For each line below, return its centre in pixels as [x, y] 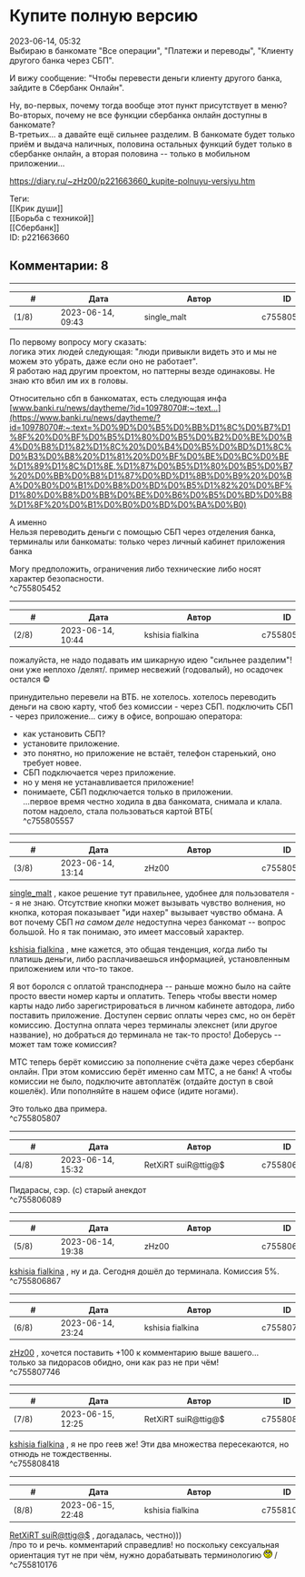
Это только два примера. [58, 1108]
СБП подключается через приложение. [99, 773]
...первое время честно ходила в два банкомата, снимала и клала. [152, 802]
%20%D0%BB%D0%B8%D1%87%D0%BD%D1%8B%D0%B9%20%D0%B [151, 475]
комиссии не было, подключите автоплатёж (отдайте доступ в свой [142, 1081]
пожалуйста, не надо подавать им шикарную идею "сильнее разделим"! [151, 660]
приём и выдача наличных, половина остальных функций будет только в [151, 144]
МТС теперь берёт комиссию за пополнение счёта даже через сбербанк [152, 1062]
